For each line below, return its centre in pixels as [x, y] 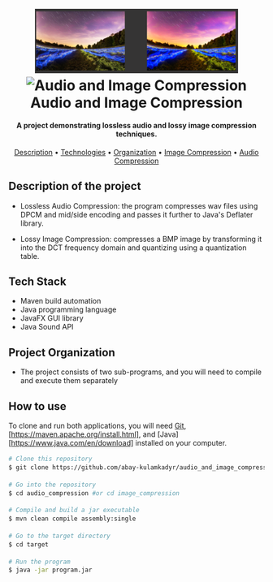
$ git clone [28, 467]
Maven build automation [61, 301]
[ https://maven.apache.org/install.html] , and [82, 434]
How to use [37, 406]
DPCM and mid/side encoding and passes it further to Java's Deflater [136, 214]
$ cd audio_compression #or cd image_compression [94, 493]
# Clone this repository [50, 459]
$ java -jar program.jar [50, 570]
